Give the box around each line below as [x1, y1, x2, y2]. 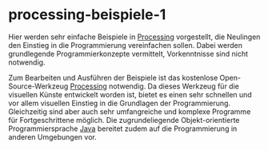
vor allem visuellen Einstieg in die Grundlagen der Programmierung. [8, 98, 230, 108]
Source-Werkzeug [8, 81, 69, 91]
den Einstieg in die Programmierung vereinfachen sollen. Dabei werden [8, 40, 242, 49]
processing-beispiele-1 [8, 6, 166, 24]
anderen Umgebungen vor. [8, 132, 98, 141]
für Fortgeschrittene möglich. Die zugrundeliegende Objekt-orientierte [8, 115, 240, 124]
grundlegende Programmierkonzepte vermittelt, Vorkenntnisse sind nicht [8, 49, 249, 58]
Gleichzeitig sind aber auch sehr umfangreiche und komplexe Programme [8, 106, 251, 116]
